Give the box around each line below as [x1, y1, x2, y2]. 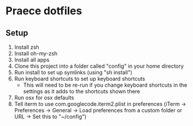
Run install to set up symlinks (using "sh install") [14, 69, 132, 75]
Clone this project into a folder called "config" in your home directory [14, 62, 184, 70]
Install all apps [14, 56, 50, 63]
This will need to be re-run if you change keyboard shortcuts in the [23, 81, 188, 89]
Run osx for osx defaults [14, 94, 74, 101]
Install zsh [14, 43, 39, 51]
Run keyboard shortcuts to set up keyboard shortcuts [14, 75, 145, 82]
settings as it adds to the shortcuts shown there [23, 88, 141, 94]
